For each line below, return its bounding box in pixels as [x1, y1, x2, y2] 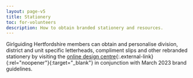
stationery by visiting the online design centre [6, 53, 116, 60]
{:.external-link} [116, 53, 154, 60]
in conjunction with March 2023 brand [94, 59, 187, 66]
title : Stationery [6, 14, 51, 20]
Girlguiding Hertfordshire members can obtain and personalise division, [6, 41, 178, 48]
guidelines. [6, 65, 33, 73]
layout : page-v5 [6, 8, 46, 15]
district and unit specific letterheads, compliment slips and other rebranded [6, 47, 188, 54]
